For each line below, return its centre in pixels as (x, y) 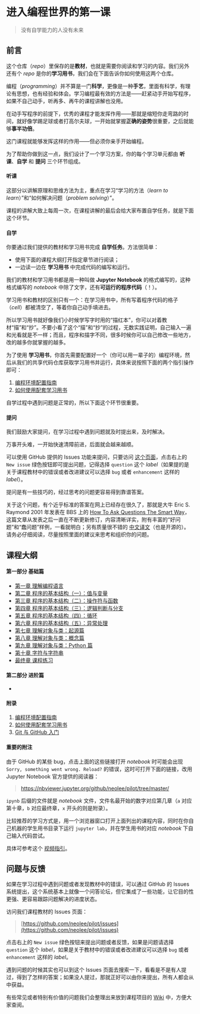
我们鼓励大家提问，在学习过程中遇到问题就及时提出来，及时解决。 (87, 432)
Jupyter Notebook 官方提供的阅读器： (53, 776)
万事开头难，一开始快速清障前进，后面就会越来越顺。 (71, 444)
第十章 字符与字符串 (39, 652)
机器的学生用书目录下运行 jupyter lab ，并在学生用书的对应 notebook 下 (100, 828)
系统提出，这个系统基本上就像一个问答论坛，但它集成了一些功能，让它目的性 (100, 892)
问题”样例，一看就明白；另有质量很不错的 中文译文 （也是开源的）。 (108, 527)
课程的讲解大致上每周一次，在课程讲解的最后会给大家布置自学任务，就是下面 (100, 210)
